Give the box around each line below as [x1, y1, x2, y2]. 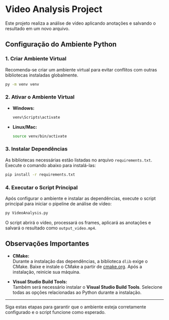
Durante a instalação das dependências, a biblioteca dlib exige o [12, 258, 148, 264]
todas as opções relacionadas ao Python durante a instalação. [12, 289, 142, 295]
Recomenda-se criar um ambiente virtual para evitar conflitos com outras [5, 66, 157, 72]
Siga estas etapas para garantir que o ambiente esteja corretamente [5, 303, 146, 310]
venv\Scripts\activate [12, 115, 60, 120]
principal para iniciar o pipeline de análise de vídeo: [5, 201, 112, 207]
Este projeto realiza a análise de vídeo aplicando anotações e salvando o [5, 20, 156, 26]
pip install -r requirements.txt [5, 172, 75, 177]
